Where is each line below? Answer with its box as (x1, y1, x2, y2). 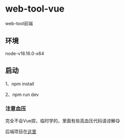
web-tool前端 (5, 20, 33, 26)
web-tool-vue (5, 3, 65, 15)
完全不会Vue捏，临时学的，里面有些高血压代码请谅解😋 (5, 117, 120, 124)
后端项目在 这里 (5, 128, 36, 134)
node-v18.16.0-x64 (5, 50, 45, 56)
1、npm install (5, 80, 34, 86)
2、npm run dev (5, 91, 39, 98)
